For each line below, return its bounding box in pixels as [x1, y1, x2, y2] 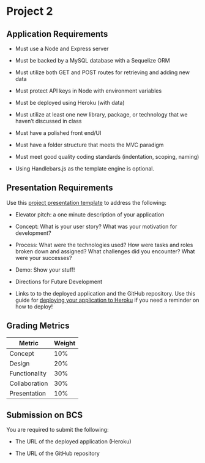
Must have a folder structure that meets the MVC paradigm [15, 141, 164, 148]
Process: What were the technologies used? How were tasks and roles [15, 241, 193, 248]
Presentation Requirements [6, 183, 113, 193]
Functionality [9, 369, 47, 378]
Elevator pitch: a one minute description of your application [15, 210, 165, 218]
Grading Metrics [6, 321, 70, 331]
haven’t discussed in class [15, 118, 82, 124]
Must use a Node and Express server [15, 45, 109, 52]
